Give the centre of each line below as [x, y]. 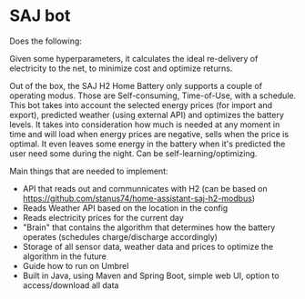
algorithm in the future [64, 256]
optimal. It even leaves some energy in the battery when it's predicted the [147, 144]
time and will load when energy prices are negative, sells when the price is [149, 134]
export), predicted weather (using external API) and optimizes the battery [147, 115]
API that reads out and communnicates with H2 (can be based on [145, 188]
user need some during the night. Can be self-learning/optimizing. [133, 153]
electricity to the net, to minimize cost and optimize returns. [121, 68]
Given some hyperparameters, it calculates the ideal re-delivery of [134, 58]
